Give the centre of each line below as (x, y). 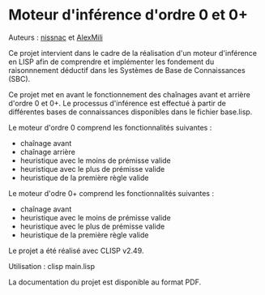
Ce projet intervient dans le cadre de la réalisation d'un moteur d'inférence (133, 53)
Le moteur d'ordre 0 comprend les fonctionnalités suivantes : (110, 127)
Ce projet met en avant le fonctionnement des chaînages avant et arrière (130, 94)
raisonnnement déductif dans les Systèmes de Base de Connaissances (127, 70)
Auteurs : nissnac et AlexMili (56, 37)
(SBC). (19, 79)
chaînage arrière (47, 152)
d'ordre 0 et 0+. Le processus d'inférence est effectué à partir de (118, 103)
